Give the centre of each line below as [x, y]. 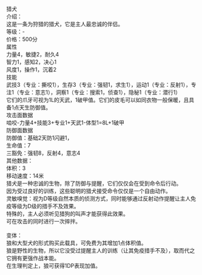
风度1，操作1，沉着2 [31, 70]
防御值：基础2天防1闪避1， [39, 138]
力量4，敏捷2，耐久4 [33, 54]
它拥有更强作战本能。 [33, 258]
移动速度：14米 [25, 176]
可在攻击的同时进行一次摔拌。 [43, 221]
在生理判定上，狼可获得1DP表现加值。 [54, 266]
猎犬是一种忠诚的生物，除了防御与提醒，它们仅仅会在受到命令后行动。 [94, 183]
